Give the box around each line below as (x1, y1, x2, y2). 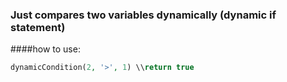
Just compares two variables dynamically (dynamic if (10, 8, 277, 22)
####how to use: (10, 43, 81, 55)
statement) (10, 20, 66, 34)
